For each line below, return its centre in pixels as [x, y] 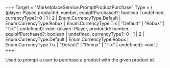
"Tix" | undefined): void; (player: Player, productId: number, [68, 29]
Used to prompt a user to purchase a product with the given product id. [80, 60]
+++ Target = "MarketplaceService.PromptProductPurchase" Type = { [79, 7]
